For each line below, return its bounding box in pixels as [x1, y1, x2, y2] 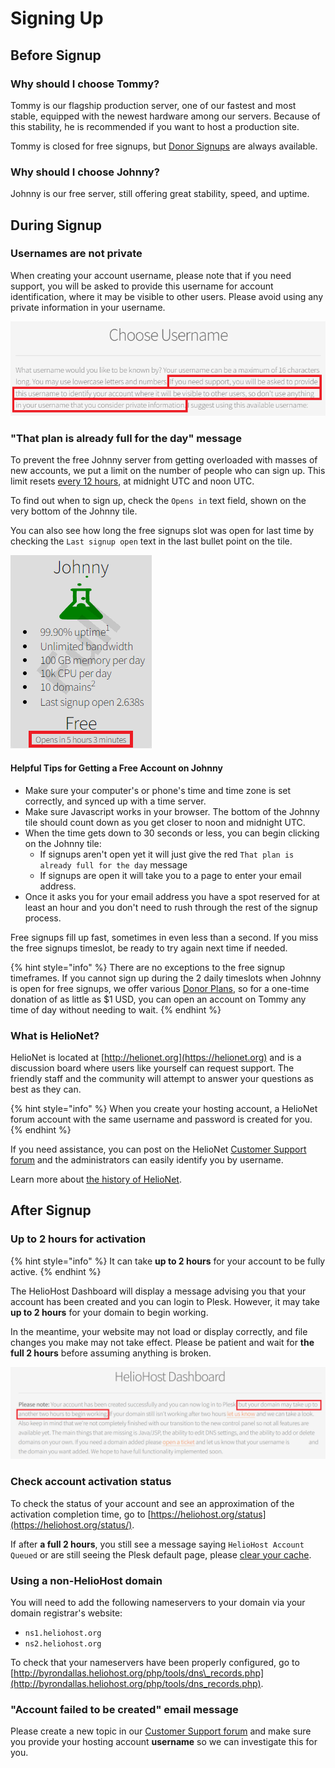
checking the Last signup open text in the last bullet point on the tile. [10, 535, 293, 547]
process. [24, 912, 62, 924]
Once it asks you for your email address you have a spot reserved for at [24, 890, 320, 902]
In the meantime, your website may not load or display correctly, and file [10, 1325, 308, 1337]
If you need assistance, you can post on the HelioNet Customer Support [10, 1143, 307, 1155]
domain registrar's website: [10, 1607, 123, 1619]
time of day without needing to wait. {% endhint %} [10, 1003, 222, 1016]
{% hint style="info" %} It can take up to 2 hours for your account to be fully [10, 1255, 326, 1267]
